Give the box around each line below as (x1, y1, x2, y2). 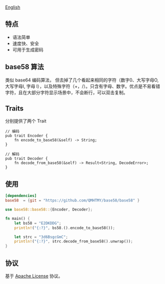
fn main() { (5, 216, 30, 221)
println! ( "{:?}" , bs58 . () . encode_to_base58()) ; (14, 225, 115, 230)
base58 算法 (5, 62, 44, 71)
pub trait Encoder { (5, 133, 48, 138)
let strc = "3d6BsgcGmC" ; (14, 234, 68, 239)
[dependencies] (5, 193, 37, 198)
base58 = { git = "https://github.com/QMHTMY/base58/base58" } (5, 198, 140, 203)
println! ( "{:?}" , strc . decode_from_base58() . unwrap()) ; (14, 239, 133, 244)
